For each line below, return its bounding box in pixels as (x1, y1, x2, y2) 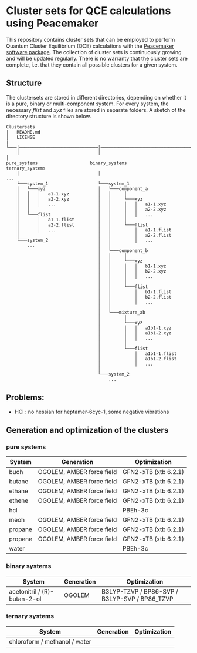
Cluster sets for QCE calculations (6, 4, 171, 18)
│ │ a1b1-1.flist (97, 350, 177, 357)
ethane (9, 487, 28, 495)
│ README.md (6, 129, 41, 135)
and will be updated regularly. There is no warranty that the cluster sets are (6, 55, 188, 62)
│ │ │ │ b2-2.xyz (97, 268, 167, 274)
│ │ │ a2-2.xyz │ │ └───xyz (16, 196, 143, 202)
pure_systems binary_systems (6, 160, 127, 166)
